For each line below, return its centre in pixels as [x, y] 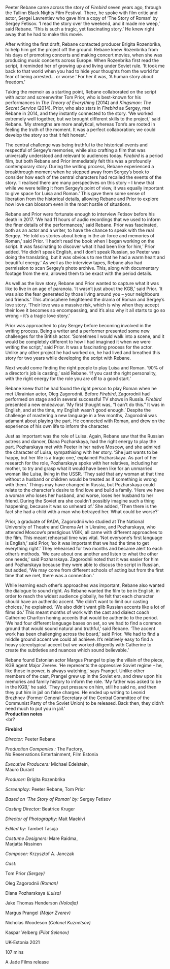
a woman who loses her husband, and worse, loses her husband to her [79, 495]
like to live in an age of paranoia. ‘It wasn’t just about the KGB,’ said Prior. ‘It [84, 289]
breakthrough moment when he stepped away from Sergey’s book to [77, 172]
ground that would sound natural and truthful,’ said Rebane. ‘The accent [80, 629]
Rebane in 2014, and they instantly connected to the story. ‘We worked [79, 113]
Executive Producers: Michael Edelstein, [47, 764]
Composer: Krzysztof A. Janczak [40, 854]
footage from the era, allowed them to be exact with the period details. [79, 273]
